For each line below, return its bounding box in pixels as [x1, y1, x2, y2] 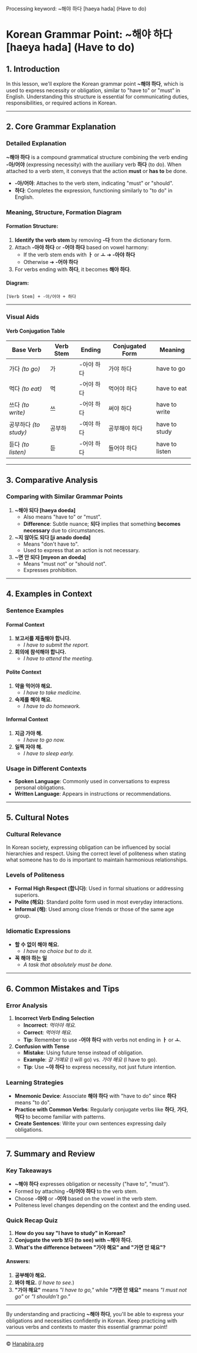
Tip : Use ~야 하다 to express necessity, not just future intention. [23, 1064, 176, 1071]
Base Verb [11, 346, 42, 354]
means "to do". [14, 1099, 51, 1106]
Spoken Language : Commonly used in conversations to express [14, 778, 170, 785]
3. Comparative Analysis [6, 475, 98, 485]
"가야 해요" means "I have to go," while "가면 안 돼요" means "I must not [14, 1286, 187, 1293]
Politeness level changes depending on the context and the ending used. [14, 1202, 191, 1209]
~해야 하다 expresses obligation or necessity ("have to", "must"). [14, 1181, 170, 1187]
